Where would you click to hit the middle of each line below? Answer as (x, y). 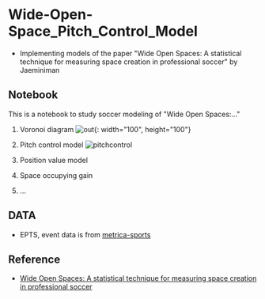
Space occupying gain (56, 175)
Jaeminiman (40, 70)
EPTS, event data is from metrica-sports (85, 234)
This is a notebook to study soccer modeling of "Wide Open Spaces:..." (124, 114)
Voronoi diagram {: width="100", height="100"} (105, 129)
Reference (34, 259)
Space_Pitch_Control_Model (103, 31)
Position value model (54, 160)
